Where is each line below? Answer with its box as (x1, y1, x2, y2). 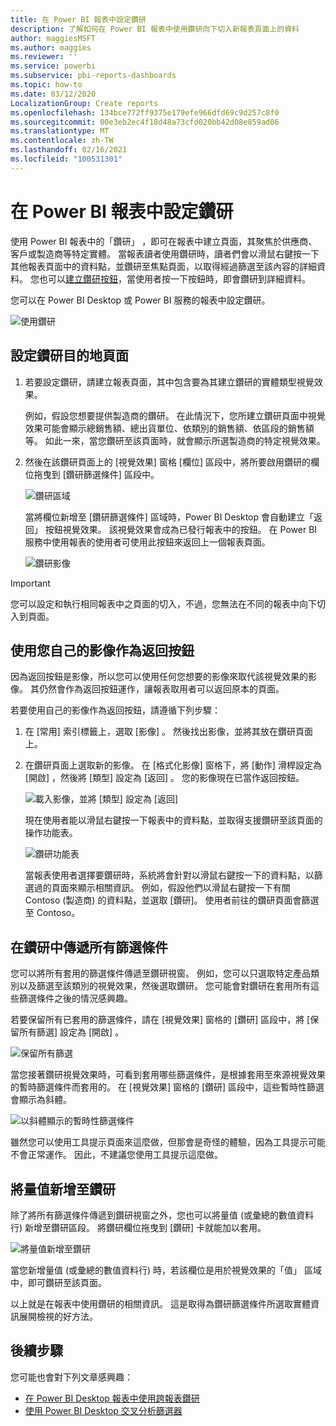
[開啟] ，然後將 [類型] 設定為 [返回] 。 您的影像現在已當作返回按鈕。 (24, 772, 305, 784)
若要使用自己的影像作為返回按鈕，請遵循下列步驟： (10, 704, 221, 716)
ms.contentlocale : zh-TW (10, 136, 114, 146)
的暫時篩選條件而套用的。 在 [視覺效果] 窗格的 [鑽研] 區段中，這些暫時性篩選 (10, 1081, 325, 1093)
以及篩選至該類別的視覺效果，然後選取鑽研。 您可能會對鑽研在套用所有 (18, 980, 311, 992)
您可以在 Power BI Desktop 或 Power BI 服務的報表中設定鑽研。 (10, 294, 271, 306)
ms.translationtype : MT (10, 126, 110, 136)
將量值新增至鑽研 (10, 1181, 116, 1198)
